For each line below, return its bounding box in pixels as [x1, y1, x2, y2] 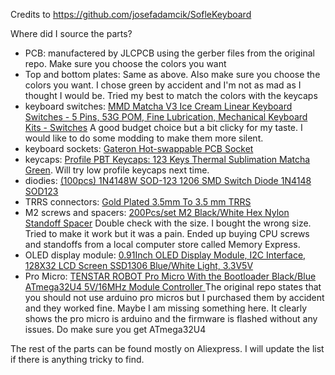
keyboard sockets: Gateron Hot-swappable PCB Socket [24, 143, 254, 154]
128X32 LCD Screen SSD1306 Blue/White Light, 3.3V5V [24, 260, 254, 271]
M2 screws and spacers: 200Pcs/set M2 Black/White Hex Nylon [24, 207, 290, 218]
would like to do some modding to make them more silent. [24, 132, 264, 144]
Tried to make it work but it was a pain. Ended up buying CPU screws [24, 228, 310, 239]
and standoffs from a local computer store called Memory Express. [24, 239, 301, 250]
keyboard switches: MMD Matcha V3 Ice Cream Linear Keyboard [24, 100, 293, 112]
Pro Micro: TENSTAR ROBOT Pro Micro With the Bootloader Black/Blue [24, 270, 317, 282]
